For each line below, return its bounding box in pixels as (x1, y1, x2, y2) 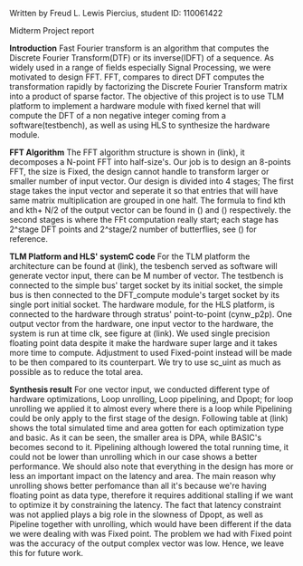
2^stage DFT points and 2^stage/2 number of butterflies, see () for (9, 224, 257, 235)
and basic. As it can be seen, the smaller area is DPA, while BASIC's (9, 432, 262, 443)
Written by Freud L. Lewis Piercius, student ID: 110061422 (9, 8, 223, 18)
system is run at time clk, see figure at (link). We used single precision (9, 328, 270, 339)
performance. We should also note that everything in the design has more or (9, 461, 294, 472)
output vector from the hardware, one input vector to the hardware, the (9, 319, 274, 329)
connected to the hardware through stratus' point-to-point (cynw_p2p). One (9, 309, 292, 320)
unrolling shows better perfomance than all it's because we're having (9, 480, 267, 491)
